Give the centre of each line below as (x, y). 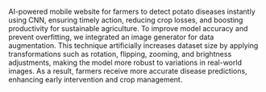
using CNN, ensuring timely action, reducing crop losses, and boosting (126, 20)
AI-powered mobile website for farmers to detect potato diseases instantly (132, 12)
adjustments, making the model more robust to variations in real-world (125, 62)
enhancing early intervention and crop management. (96, 80)
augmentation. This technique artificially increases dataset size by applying (133, 46)
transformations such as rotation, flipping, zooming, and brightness (120, 54)
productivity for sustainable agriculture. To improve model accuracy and (128, 28)
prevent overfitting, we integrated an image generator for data (111, 37)
